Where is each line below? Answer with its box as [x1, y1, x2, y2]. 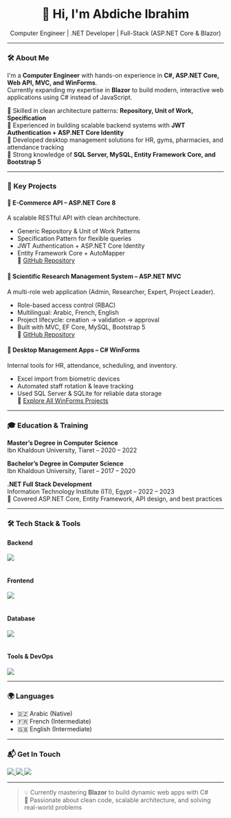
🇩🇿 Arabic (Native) [16, 709, 73, 718]
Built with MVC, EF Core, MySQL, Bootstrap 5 [16, 323, 146, 331]
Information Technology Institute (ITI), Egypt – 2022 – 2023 [7, 487, 175, 496]
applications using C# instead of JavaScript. [7, 93, 133, 102]
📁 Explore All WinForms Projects [16, 396, 109, 405]
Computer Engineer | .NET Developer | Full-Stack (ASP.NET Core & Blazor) [10, 29, 221, 37]
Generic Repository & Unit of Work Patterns [16, 227, 141, 235]
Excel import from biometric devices [16, 375, 120, 383]
